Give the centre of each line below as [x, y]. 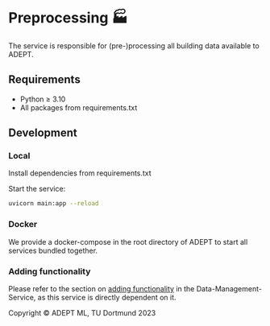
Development [43, 133]
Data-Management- [229, 288]
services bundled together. [53, 250]
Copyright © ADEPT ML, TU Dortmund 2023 [82, 312]
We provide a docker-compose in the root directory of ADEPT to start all [128, 241]
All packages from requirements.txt [79, 107]
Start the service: [37, 189]
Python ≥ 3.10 [43, 99]
